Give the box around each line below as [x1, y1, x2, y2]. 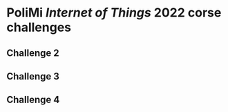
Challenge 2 [6, 47, 59, 59]
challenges [6, 19, 72, 35]
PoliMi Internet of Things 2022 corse [6, 5, 222, 21]
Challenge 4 [6, 94, 60, 106]
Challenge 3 [6, 71, 60, 82]
